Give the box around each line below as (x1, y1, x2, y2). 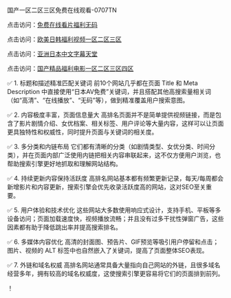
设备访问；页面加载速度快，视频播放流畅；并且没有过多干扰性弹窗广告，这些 (7, 215, 224, 222)
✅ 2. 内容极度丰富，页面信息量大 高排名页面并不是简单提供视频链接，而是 (7, 111, 216, 119)
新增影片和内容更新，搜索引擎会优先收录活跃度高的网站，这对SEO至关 (7, 183, 206, 191)
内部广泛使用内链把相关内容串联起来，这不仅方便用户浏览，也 (45, 151, 221, 159)
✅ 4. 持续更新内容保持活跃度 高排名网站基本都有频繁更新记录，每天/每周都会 (7, 174, 224, 182)
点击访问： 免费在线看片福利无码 (7, 21, 98, 29)
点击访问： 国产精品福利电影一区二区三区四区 (7, 65, 134, 72)
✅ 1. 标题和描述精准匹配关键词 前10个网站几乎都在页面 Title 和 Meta (7, 79, 198, 87)
